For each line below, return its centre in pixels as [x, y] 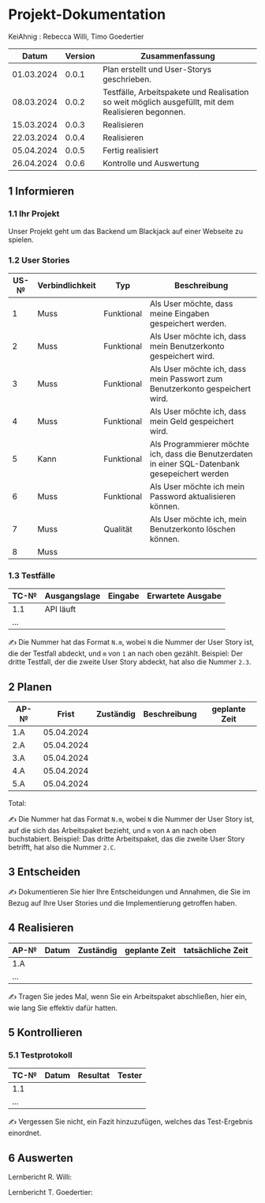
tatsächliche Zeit [216, 950]
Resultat [94, 1076]
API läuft [60, 609]
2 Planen [30, 687]
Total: [17, 804]
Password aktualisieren [192, 496]
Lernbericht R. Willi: [40, 1177]
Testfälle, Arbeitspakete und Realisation [175, 92]
